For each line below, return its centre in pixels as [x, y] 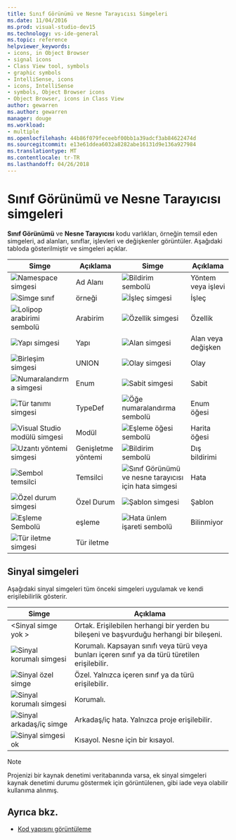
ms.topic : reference [38, 40]
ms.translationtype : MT [42, 151]
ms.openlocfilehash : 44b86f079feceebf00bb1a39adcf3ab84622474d [102, 138]
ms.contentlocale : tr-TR [44, 158]
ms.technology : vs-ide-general [53, 33]
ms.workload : [26, 125]
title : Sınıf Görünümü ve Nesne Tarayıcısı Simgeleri [88, 14]
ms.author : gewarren [38, 112]
